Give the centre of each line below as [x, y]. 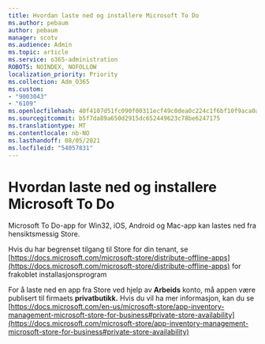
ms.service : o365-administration [63, 60]
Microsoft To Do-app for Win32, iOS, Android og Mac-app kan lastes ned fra [132, 225]
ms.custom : [26, 89]
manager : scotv [33, 38]
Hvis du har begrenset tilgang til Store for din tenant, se [98, 249]
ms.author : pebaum [38, 23]
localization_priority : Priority [63, 74]
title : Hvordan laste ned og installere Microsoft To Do [104, 15]
